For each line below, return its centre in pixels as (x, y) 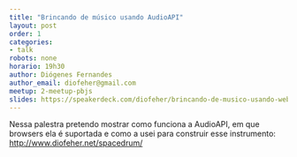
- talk (21, 50)
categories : (31, 42)
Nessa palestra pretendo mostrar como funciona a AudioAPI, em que (134, 124)
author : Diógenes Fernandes (61, 75)
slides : (23, 99)
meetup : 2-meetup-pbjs (51, 91)
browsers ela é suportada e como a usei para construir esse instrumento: (143, 134)
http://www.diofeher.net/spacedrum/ (76, 143)
